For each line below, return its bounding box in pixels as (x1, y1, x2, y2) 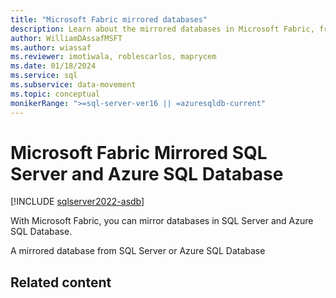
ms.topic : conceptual (10, 89, 101, 99)
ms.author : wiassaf (10, 42, 92, 53)
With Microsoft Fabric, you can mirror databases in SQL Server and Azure (10, 215, 314, 227)
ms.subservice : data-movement (10, 80, 137, 90)
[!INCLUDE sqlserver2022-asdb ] (10, 196, 145, 208)
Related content (10, 274, 112, 291)
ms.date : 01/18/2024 (10, 61, 97, 71)
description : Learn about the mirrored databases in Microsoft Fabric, (10, 24, 315, 34)
